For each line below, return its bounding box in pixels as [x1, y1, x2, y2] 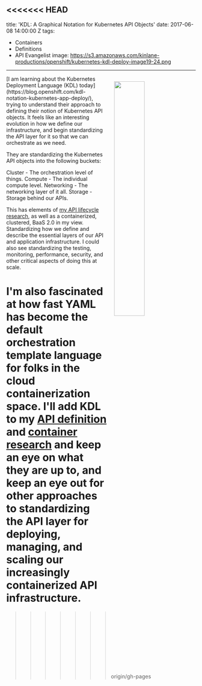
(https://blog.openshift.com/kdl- [6, 88, 86, 95]
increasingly [6, 566, 70, 579]
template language [6, 349, 102, 362]
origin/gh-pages [111, 673, 151, 680]
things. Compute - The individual [6, 175, 88, 182]
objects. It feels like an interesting [6, 114, 90, 121]
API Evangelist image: [14, 51, 69, 59]
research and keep [6, 438, 102, 452]
